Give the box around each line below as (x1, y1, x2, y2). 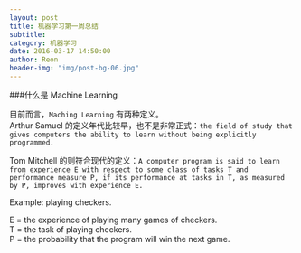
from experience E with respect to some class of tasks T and (9, 164, 249, 174)
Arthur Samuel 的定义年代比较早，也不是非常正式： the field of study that (9, 119, 294, 131)
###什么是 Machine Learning (9, 89, 118, 100)
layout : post (9, 13, 59, 23)
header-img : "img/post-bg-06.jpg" (9, 64, 140, 73)
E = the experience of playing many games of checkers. (9, 214, 218, 225)
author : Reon (9, 55, 59, 64)
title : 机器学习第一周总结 (9, 22, 99, 31)
